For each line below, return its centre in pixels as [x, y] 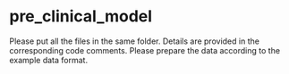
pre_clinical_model [81, 16]
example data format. [48, 60]
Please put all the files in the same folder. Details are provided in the [134, 41]
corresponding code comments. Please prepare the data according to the [144, 50]
